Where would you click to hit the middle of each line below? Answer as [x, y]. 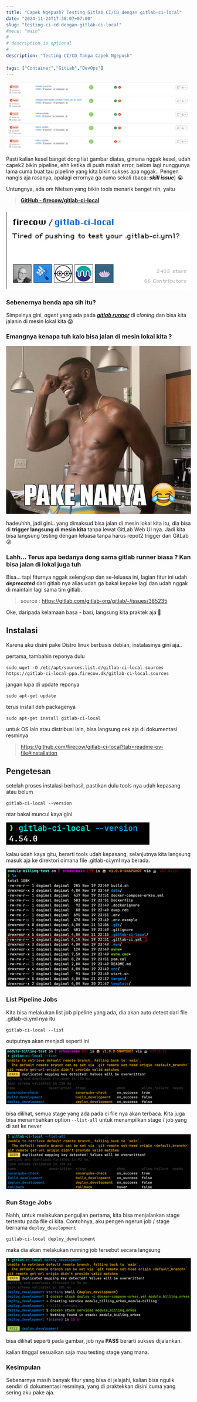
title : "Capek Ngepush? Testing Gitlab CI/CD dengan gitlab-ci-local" [94, 12]
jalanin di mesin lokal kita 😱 [40, 321]
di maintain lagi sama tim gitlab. [44, 590]
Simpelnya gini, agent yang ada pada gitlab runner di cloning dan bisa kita [96, 315]
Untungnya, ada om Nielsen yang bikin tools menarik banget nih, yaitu [91, 189]
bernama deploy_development [41, 1228]
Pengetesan [28, 771]
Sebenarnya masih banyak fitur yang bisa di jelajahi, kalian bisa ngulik [90, 1380]
